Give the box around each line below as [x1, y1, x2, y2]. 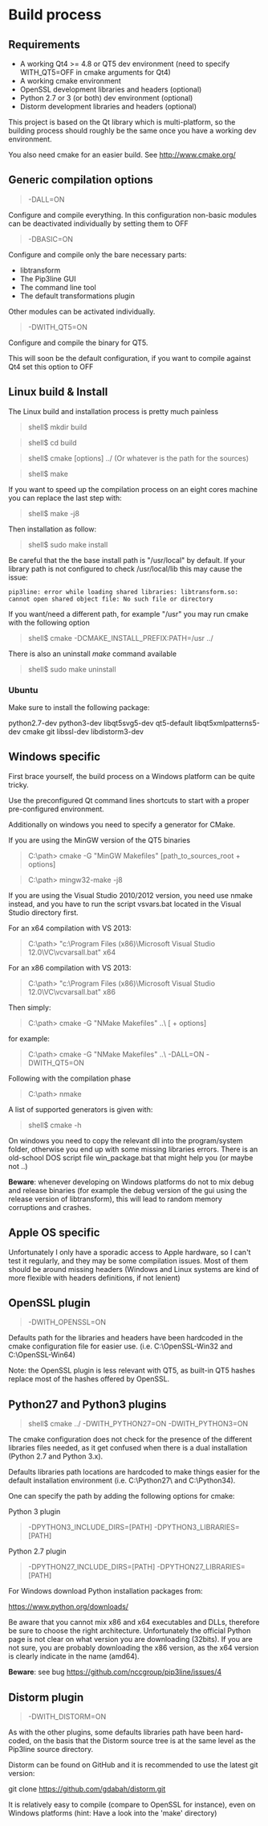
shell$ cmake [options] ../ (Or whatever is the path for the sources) [27, 453, 249, 463]
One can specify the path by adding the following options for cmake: [8, 1492, 235, 1501]
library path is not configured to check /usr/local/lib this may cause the [8, 564, 242, 573]
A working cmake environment [19, 76, 122, 85]
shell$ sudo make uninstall [27, 664, 116, 674]
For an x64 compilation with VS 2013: [8, 923, 132, 933]
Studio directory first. [8, 907, 79, 917]
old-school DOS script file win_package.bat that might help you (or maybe [8, 1152, 254, 1163]
